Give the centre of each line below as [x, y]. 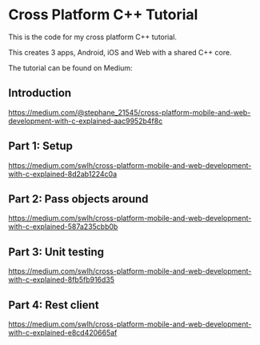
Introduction [40, 93]
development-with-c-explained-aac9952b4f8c [86, 121]
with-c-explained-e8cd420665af [63, 333]
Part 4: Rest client [54, 305]
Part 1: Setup [41, 146]
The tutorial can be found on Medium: [71, 68]
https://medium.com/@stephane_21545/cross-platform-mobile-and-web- [130, 112]
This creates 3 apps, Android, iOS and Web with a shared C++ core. [120, 52]
